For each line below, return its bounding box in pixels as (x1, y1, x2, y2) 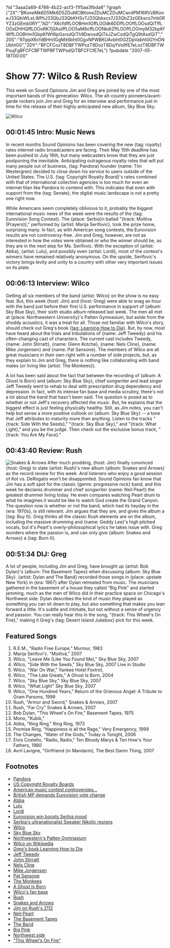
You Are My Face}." (20, 431, 61, 437)
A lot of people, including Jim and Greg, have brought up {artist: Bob (6, 563, 149, 569)
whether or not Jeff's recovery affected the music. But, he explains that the (6, 399, 162, 405)
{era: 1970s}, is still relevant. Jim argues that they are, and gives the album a (6, 508, 165, 514)
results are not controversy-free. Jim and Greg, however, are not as (6, 232, 146, 238)
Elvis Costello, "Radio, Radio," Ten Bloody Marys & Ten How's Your (13, 737, 152, 743)
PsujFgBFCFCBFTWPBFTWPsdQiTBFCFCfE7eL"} (6, 48, 108, 53)
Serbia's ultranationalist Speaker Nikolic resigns (13, 819, 113, 825)
